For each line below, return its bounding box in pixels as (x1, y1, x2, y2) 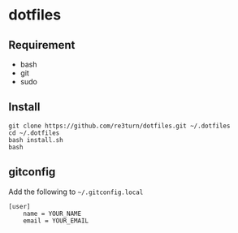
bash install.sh (8, 136, 63, 144)
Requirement (8, 38, 76, 52)
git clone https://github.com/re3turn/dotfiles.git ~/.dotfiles (8, 122, 231, 130)
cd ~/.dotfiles (8, 128, 60, 137)
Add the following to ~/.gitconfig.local (8, 187, 144, 196)
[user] (8, 202, 31, 210)
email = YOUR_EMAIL (23, 217, 89, 225)
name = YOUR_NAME (23, 209, 82, 218)
